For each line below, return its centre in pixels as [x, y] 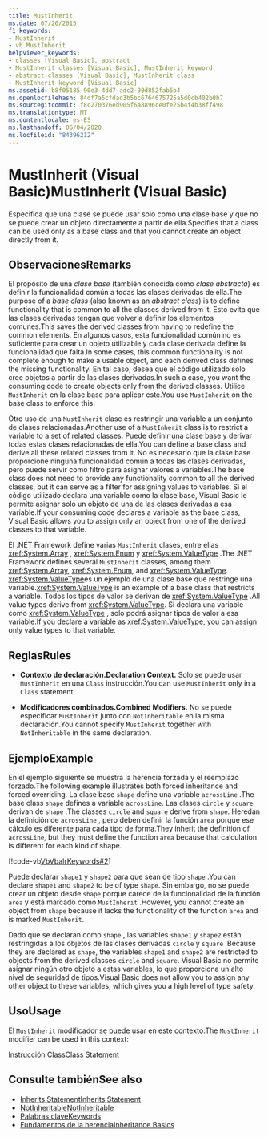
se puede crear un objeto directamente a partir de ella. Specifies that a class [133, 222]
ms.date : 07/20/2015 [43, 23]
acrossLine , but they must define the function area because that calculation [133, 837]
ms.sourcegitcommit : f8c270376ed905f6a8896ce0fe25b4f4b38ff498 [116, 105]
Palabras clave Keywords [60, 1116]
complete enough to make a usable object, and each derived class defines [131, 361]
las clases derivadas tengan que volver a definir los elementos [111, 318]
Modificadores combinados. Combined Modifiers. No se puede [126, 707]
